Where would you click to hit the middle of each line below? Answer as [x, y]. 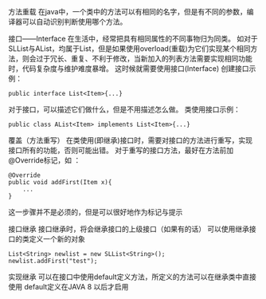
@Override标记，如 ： [45, 160]
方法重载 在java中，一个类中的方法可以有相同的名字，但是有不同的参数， [127, 12]
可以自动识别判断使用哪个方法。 [74, 22]
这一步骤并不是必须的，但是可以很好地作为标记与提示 [96, 212]
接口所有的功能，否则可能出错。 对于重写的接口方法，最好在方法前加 [121, 150]
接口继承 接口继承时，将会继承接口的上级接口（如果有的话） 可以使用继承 [129, 229]
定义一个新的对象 [57, 239]
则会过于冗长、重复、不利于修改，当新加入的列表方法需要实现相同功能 [137, 59]
